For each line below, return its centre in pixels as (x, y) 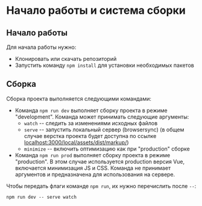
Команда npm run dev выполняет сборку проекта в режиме (91, 110)
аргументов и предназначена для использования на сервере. (95, 174)
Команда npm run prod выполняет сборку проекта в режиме (93, 155)
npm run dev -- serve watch (42, 197)
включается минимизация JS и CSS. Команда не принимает (93, 168)
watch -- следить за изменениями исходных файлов (91, 123)
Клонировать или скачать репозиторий (66, 59)
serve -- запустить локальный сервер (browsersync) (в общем (104, 130)
